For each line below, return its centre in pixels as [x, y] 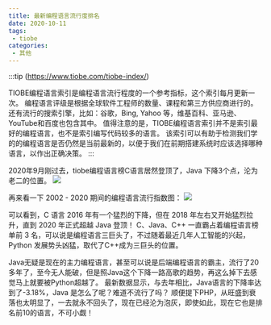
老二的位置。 [29, 181]
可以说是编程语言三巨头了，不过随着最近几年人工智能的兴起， [147, 235]
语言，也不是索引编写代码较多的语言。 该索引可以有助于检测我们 [143, 133]
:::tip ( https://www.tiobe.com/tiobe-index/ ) [79, 76]
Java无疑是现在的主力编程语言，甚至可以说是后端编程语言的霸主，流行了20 [134, 262]
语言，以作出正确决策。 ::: [52, 153]
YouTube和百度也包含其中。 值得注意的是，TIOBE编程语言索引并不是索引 [130, 123]
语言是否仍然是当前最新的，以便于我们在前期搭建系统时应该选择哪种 [149, 143]
